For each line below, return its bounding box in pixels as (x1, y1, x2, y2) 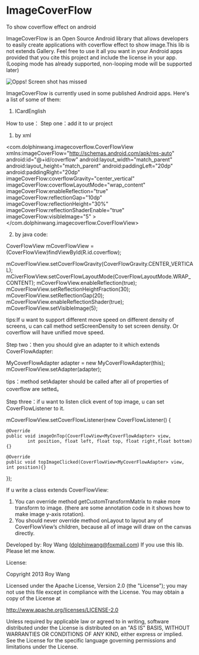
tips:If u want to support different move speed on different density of (6, 316, 174, 323)
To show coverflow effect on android (6, 23, 96, 30)
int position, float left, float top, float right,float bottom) (27, 438, 193, 444)
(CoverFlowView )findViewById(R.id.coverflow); (6, 249, 122, 256)
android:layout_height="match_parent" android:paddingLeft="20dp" (6, 162, 173, 169)
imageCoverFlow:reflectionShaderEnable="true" (6, 206, 125, 213)
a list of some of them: (6, 96, 61, 103)
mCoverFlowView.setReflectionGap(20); (6, 291, 105, 299)
